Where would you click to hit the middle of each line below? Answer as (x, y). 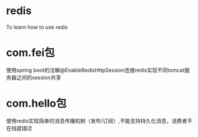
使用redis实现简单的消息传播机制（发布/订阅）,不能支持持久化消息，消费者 (97, 121)
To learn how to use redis (37, 27)
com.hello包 (36, 103)
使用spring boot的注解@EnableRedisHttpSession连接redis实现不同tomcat (95, 70)
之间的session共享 (39, 77)
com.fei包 (30, 53)
